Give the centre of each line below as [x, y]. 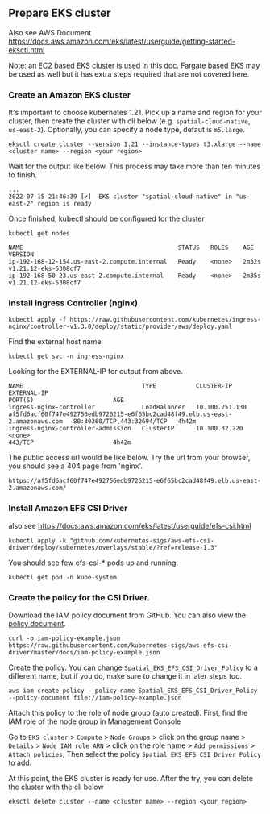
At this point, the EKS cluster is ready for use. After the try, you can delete [131, 778]
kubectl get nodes [39, 234]
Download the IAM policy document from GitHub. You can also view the [127, 615]
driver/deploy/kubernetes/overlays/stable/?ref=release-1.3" [113, 547]
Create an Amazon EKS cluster [70, 94]
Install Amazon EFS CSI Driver [68, 509]
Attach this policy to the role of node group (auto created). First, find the [128, 713]
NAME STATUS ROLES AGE [131, 248]
